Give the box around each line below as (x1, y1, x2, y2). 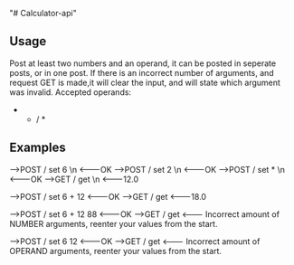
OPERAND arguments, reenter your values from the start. (9, 245, 223, 256)
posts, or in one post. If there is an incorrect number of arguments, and (9, 67, 274, 78)
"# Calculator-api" (9, 8, 77, 18)
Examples (9, 140, 66, 156)
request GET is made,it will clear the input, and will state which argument (9, 77, 280, 88)
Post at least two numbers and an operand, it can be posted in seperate (9, 58, 277, 69)
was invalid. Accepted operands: (9, 86, 132, 98)
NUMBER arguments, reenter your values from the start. (9, 218, 218, 229)
